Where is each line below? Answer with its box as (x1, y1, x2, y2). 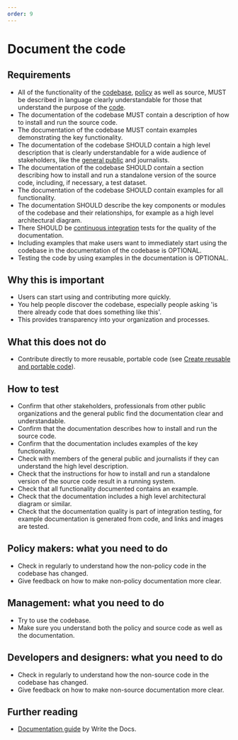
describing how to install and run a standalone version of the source (17, 171, 217, 179)
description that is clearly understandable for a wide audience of (17, 148, 207, 157)
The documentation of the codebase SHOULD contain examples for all (17, 186, 224, 194)
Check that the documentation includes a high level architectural (17, 492, 206, 500)
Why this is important (7, 274, 105, 286)
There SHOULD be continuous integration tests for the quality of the (17, 223, 217, 232)
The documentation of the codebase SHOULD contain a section (17, 163, 204, 172)
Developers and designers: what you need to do (7, 651, 223, 663)
